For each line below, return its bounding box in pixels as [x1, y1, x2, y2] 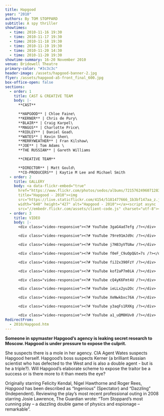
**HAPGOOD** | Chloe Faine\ [18, 111, 76, 116]
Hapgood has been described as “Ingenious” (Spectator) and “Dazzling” [5, 385, 151, 391]
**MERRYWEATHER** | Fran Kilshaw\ [18, 139, 89, 144]
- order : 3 [9, 211, 32, 216]
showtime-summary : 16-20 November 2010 [5, 57, 86, 62]
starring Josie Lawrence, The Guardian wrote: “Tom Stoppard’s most [5, 395, 143, 401]
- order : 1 [9, 89, 32, 94]
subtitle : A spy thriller [5, 21, 58, 26]
